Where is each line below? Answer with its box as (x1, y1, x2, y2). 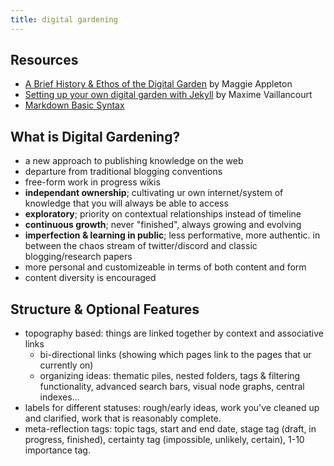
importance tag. (24, 444, 91, 456)
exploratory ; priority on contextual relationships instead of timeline (24, 208, 302, 220)
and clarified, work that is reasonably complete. (24, 412, 222, 425)
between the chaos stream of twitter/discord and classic (24, 240, 258, 252)
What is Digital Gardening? (10, 128, 181, 145)
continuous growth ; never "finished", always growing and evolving (24, 219, 302, 231)
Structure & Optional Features (10, 301, 200, 318)
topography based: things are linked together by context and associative (24, 327, 324, 340)
